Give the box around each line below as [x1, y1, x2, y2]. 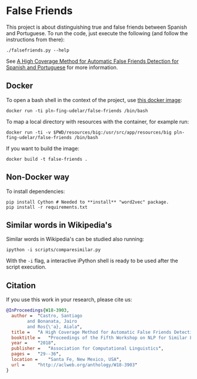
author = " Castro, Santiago [11, 313, 83, 319]
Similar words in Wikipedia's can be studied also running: [6, 236, 145, 243]
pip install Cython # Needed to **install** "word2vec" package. [6, 199, 169, 205]
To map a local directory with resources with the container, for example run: [6, 118, 189, 125]
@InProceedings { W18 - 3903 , [6, 307, 69, 313]
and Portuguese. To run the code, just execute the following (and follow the [6, 29, 188, 36]
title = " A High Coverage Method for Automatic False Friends [11, 329, 172, 335]
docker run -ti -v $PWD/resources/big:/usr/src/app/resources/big [6, 129, 172, 136]
